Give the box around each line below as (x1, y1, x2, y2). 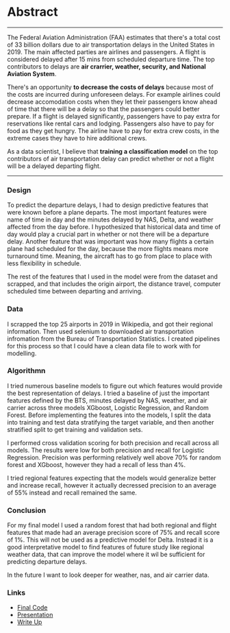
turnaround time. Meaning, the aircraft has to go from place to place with (7, 252, 212, 261)
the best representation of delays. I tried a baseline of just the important (7, 389, 210, 397)
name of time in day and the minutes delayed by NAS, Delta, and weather (7, 215, 214, 224)
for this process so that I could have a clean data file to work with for (7, 342, 201, 350)
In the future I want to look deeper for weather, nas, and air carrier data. (7, 571, 209, 580)
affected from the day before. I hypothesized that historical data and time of (7, 223, 221, 231)
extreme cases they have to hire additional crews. (7, 134, 147, 142)
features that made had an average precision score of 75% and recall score (7, 529, 220, 537)
